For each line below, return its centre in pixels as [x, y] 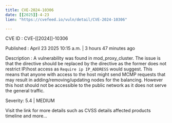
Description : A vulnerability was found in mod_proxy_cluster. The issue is [83, 58]
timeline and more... [26, 116]
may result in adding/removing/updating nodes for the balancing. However [84, 80]
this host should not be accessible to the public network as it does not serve [86, 85]
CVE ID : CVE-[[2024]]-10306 [37, 38]
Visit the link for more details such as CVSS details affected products [78, 111]
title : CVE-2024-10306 [30, 10]
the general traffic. [25, 91]
